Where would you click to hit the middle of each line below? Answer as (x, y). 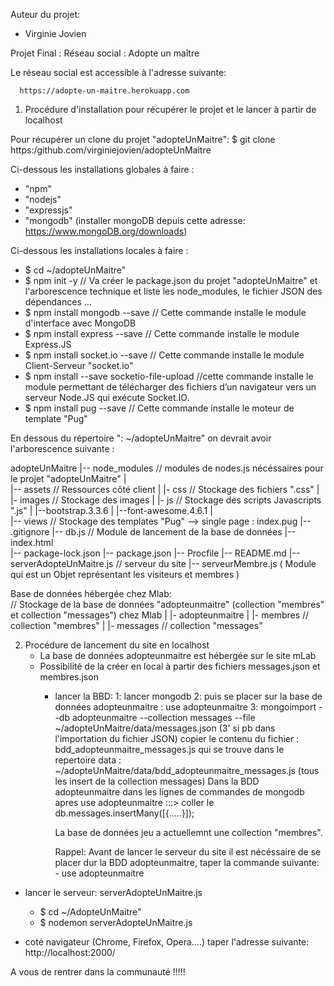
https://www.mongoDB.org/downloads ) (106, 231)
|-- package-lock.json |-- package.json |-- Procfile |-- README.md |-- (155, 553)
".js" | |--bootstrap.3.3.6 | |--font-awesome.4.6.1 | (111, 510)
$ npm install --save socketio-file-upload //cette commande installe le (169, 376)
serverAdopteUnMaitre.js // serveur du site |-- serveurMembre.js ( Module (163, 563)
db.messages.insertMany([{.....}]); (124, 813)
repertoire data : (88, 760)
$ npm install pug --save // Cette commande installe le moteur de (159, 408)
